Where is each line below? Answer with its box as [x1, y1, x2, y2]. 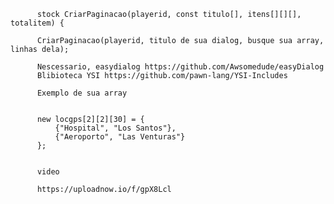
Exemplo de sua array [36, 88, 128, 98]
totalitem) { [10, 18, 65, 28]
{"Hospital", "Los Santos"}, [54, 123, 177, 133]
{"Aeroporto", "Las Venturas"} [54, 132, 186, 142]
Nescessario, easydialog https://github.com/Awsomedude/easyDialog [36, 62, 325, 72]
